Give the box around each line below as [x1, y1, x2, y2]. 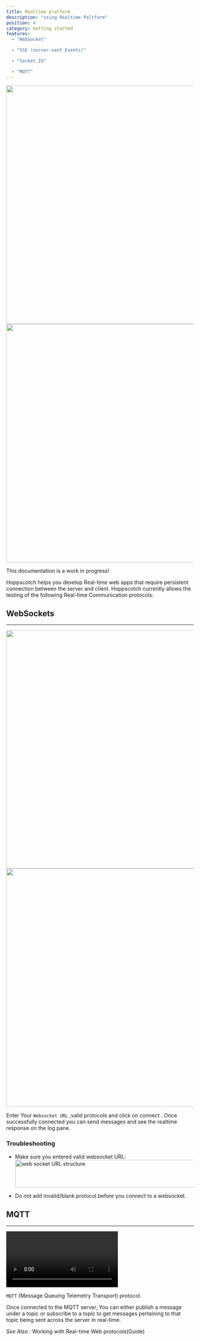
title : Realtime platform [6, 8, 70, 15]
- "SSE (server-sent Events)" [11, 47, 86, 54]
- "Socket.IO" [11, 58, 46, 64]
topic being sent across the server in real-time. [6, 1316, 121, 1323]
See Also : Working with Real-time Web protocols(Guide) [6, 1327, 145, 1335]
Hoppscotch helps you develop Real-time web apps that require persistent [6, 579, 189, 586]
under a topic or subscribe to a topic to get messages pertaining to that [6, 1309, 181, 1317]
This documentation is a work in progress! [6, 567, 110, 574]
